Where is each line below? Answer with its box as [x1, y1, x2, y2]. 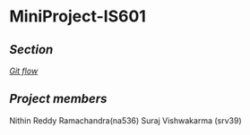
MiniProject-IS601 [9, 6, 146, 27]
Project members [9, 91, 108, 106]
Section [9, 42, 54, 57]
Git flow [9, 65, 39, 76]
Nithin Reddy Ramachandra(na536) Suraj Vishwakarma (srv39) [9, 114, 242, 126]
